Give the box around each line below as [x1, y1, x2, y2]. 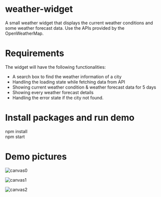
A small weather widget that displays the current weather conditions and [5, 20, 154, 26]
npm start [5, 134, 25, 140]
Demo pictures [5, 151, 67, 162]
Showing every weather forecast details [12, 89, 94, 95]
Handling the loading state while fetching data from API [12, 79, 125, 85]
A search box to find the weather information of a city [12, 73, 122, 80]
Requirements [5, 48, 64, 59]
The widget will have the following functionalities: [5, 64, 106, 70]
